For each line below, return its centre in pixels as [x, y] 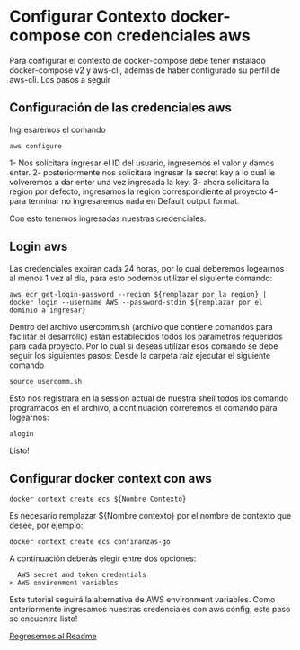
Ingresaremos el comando [57, 129]
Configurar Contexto [88, 17]
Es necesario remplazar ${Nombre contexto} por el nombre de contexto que [150, 516]
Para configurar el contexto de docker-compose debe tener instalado [138, 60]
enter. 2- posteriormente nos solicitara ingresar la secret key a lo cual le [142, 172]
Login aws [39, 247]
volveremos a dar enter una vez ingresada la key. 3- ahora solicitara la [139, 182]
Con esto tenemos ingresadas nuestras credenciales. [108, 218]
